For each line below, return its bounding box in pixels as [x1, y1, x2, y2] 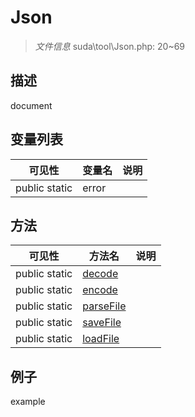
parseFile [82, 299, 127, 313]
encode [82, 283, 118, 297]
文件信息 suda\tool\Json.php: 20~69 [34, 40, 186, 52]
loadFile [82, 332, 120, 346]
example [10, 396, 46, 408]
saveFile [82, 316, 122, 330]
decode [82, 267, 119, 281]
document [10, 99, 53, 111]
